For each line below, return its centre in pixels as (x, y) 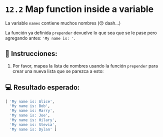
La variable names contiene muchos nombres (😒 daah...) (63, 23)
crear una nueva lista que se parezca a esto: (58, 71)
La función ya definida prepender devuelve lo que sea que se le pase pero (81, 32)
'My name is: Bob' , (30, 106)
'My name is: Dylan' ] (33, 129)
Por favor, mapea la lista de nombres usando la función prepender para (85, 65)
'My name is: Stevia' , (33, 124)
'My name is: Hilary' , (33, 120)
